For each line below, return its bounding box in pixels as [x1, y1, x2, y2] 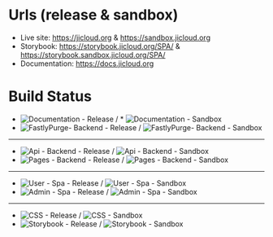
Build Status [8, 87, 92, 106]
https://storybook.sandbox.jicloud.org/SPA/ [19, 50, 166, 59]
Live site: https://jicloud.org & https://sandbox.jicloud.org [19, 33, 211, 42]
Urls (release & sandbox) [8, 6, 179, 24]
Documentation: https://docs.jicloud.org [19, 59, 154, 68]
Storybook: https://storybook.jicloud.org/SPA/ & [19, 41, 180, 50]
